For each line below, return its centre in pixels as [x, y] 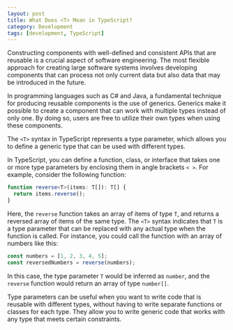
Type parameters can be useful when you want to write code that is [104, 297]
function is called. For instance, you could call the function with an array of [114, 236]
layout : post [26, 14]
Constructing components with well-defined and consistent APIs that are [112, 53]
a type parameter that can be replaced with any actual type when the [106, 228]
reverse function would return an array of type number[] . [88, 283]
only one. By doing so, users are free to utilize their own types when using [114, 118]
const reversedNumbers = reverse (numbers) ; [72, 262]
